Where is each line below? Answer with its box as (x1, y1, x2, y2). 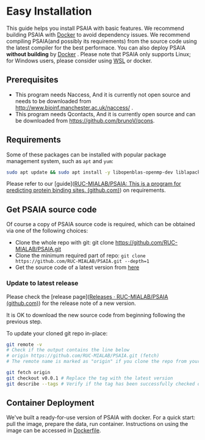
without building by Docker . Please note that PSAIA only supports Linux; (6, 50, 191, 57)
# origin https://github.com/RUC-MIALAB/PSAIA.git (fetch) (6, 353, 160, 359)
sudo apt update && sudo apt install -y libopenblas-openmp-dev (6, 169, 173, 175)
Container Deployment (6, 398, 95, 408)
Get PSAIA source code (6, 204, 97, 215)
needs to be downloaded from (15, 97, 92, 105)
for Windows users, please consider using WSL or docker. (6, 57, 153, 64)
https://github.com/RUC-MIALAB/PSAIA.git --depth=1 (15, 258, 149, 265)
